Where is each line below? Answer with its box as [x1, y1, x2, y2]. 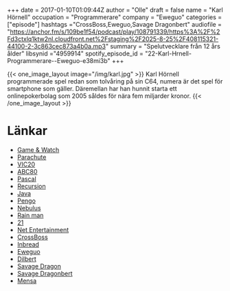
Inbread [16, 240, 40, 249]
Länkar [7, 123, 48, 139]
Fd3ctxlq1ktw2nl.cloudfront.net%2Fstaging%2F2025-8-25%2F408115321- [7, 35, 219, 43]
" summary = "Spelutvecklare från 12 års [105, 42, 221, 50]
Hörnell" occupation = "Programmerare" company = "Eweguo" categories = [7, 13, 222, 21]
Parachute [16, 153, 47, 161]
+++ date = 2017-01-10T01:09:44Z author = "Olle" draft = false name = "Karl [7, 6, 223, 14]
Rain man [16, 211, 44, 219]
